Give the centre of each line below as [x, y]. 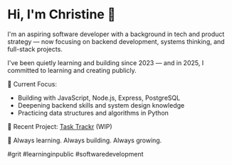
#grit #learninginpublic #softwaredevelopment [75, 154]
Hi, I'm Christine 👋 [62, 15]
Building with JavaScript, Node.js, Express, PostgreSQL [99, 98]
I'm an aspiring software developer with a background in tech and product [116, 34]
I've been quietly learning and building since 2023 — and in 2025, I [106, 62]
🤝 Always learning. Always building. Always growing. [85, 140]
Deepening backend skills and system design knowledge [101, 105]
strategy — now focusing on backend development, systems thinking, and [116, 41]
